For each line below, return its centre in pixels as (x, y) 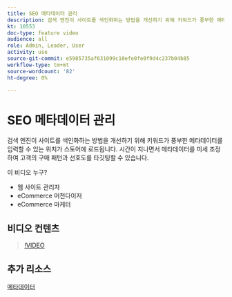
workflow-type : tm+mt (38, 65)
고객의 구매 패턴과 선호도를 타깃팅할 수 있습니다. (84, 158)
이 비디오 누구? (27, 173)
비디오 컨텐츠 (33, 228)
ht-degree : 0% (28, 78)
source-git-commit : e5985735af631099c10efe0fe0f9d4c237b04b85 (98, 59)
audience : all (28, 39)
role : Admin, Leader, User (46, 46)
